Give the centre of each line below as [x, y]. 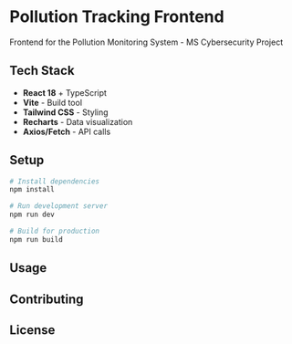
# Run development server [58, 206]
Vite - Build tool [52, 102]
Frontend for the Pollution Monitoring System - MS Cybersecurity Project [146, 42]
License [32, 330]
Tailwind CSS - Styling [65, 112]
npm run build [36, 239]
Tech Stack [42, 71]
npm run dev [32, 215]
